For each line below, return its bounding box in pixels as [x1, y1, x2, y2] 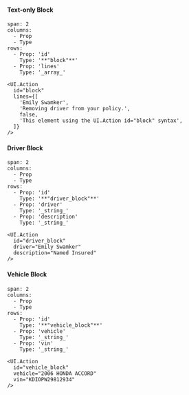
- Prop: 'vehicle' [13, 327, 67, 334]
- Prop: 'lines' [13, 63, 60, 70]
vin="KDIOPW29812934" [13, 376, 76, 383]
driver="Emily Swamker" [13, 243, 81, 251]
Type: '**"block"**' [19, 57, 78, 64]
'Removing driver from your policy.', [19, 105, 131, 112]
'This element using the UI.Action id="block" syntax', [19, 117, 184, 124]
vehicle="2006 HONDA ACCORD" [13, 369, 97, 377]
